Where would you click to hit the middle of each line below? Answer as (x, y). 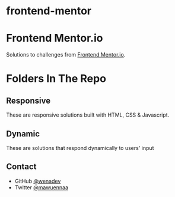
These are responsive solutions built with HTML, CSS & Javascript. (88, 115)
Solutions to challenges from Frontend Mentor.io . (66, 55)
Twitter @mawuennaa (42, 187)
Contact (21, 167)
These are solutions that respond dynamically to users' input (80, 148)
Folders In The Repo (56, 79)
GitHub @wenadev (38, 181)
